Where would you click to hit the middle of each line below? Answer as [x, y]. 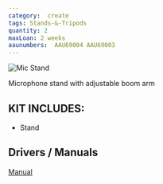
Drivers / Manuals [53, 153]
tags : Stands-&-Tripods [48, 23]
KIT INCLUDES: [47, 108]
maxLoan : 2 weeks [37, 38]
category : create [39, 16]
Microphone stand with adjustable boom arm [81, 84]
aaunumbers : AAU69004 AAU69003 [62, 45]
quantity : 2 [28, 30]
